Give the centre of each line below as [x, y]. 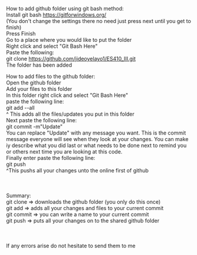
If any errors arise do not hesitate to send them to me [71, 246]
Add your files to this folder [39, 89]
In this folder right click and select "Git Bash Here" [67, 95]
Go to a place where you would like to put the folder [69, 40]
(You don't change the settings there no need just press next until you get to [99, 21]
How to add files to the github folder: [51, 76]
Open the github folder [34, 83]
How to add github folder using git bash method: [65, 9]
